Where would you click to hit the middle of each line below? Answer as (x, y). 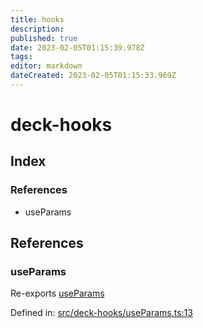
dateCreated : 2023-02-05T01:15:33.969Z (93, 76)
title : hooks (37, 19)
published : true (44, 38)
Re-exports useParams (57, 293)
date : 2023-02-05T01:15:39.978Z (77, 47)
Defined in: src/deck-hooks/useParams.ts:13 (101, 313)
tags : (21, 57)
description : (37, 29)
